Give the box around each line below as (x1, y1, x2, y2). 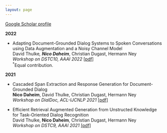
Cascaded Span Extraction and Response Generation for (12, 81, 129, 87)
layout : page (5, 7, 32, 12)
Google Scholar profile (5, 21, 51, 27)
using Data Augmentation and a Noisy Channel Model (12, 45, 123, 51)
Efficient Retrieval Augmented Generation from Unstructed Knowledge (12, 107, 157, 113)
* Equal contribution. (12, 61, 53, 68)
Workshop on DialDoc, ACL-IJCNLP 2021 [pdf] (12, 97, 108, 103)
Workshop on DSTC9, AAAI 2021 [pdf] (12, 123, 91, 129)
